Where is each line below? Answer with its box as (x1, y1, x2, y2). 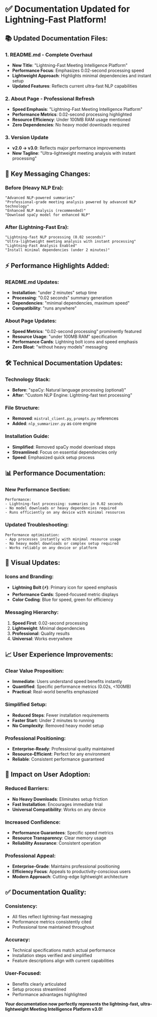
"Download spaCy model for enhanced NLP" (5, 212, 91, 218)
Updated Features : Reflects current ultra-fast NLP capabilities (12, 83, 137, 89)
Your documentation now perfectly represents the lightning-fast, (5, 1001, 140, 1007)
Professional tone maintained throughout (12, 924, 94, 930)
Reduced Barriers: (5, 785, 49, 792)
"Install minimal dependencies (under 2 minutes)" (5, 248, 110, 252)
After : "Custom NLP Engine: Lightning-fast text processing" (12, 392, 133, 398)
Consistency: (5, 902, 38, 909)
